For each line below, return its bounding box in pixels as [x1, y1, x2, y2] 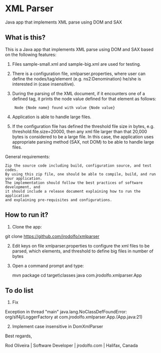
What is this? [5, 33, 46, 42]
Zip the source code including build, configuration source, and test [5, 163, 152, 168]
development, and [5, 184, 40, 189]
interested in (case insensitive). [12, 81, 75, 87]
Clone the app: [12, 224, 42, 229]
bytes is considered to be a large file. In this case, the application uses [12, 133, 154, 140]
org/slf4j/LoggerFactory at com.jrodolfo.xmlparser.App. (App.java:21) [5, 314, 143, 320]
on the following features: [5, 51, 57, 57]
